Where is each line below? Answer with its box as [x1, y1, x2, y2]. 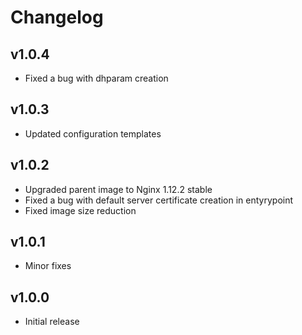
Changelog [10, 6, 104, 29]
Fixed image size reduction [24, 204, 137, 216]
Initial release [24, 316, 80, 328]
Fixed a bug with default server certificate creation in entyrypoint [24, 194, 294, 206]
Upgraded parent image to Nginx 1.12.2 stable [24, 183, 213, 195]
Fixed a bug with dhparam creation [24, 72, 169, 84]
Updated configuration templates [24, 127, 162, 140]
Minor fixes [24, 260, 72, 272]
